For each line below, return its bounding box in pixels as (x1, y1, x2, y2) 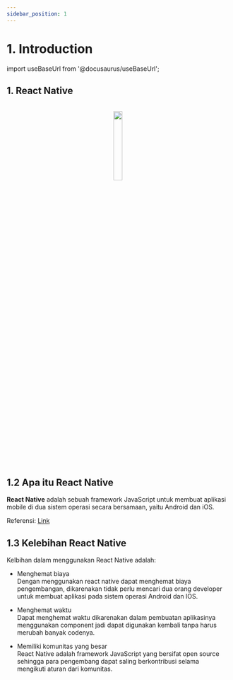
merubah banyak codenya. (16, 628, 95, 637)
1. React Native (6, 84, 73, 96)
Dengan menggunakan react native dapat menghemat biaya (16, 577, 191, 585)
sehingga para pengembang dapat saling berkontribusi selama (16, 657, 199, 665)
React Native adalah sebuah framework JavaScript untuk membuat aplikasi (6, 495, 227, 504)
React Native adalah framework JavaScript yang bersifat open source (16, 650, 220, 658)
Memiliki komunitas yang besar (16, 642, 107, 650)
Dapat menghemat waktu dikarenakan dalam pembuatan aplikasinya (16, 613, 216, 621)
